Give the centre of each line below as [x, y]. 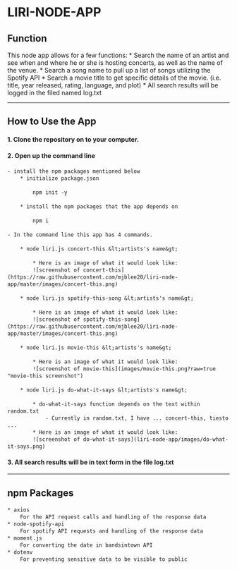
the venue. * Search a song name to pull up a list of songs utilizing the [109, 70]
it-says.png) [26, 447]
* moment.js [25, 538]
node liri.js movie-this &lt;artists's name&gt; [99, 348]
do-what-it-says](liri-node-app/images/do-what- [156, 439]
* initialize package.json [60, 178]
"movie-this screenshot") [45, 376]
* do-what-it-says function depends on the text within [116, 404]
